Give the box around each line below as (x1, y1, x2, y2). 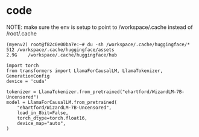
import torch (6, 62, 39, 68)
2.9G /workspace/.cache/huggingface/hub (6, 52, 118, 58)
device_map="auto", (17, 120, 66, 126)
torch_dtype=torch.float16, (17, 115, 87, 121)
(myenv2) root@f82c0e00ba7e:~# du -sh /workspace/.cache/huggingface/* (6, 41, 190, 47)
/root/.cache (6, 29, 37, 37)
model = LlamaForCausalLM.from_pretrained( (6, 99, 118, 105)
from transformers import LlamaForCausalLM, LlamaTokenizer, (6, 67, 163, 74)
